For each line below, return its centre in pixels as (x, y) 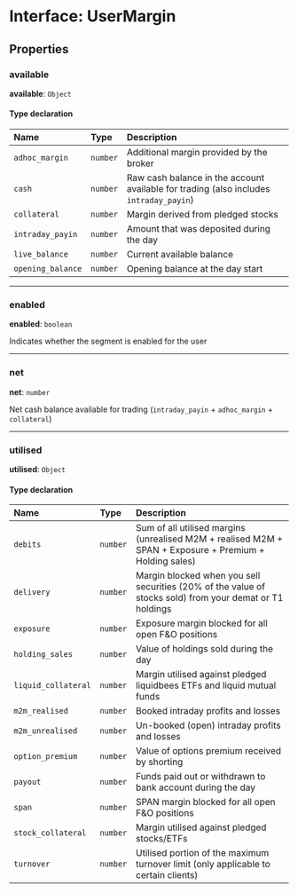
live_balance (41, 254)
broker (140, 163)
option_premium (46, 757)
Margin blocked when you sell (198, 576)
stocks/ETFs (162, 839)
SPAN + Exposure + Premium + (200, 550)
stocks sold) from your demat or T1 (210, 598)
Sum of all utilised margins (191, 528)
